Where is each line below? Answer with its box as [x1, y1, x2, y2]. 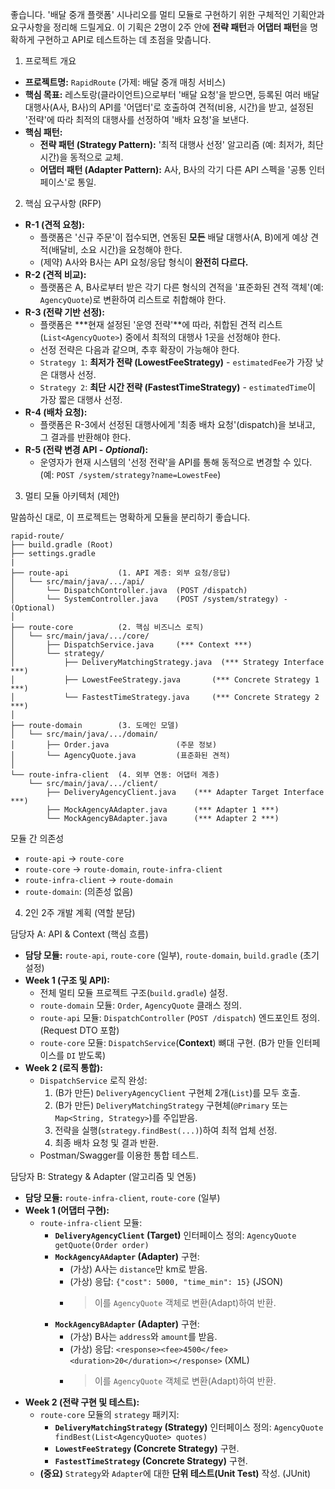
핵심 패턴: [24, 126, 63, 138]
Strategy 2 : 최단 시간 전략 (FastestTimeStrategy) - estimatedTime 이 [39, 381, 316, 393]
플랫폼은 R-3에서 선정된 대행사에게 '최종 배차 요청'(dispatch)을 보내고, [39, 419, 316, 430]
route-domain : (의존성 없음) [24, 886, 134, 897]
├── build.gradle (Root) [10, 540, 114, 550]
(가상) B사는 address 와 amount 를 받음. [69, 1331, 218, 1342]
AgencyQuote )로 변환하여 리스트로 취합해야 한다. [39, 294, 227, 305]
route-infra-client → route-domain [24, 874, 173, 885]
